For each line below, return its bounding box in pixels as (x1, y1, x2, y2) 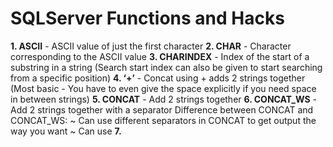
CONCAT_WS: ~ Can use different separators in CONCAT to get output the (10, 114, 317, 126)
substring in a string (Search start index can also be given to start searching (10, 61, 323, 73)
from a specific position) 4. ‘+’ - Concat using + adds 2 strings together (10, 72, 306, 84)
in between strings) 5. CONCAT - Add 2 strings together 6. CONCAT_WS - (10, 93, 317, 105)
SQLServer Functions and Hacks (10, 7, 285, 30)
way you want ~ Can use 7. (10, 125, 122, 137)
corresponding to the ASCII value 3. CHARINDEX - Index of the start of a (10, 50, 310, 62)
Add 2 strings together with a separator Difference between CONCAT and (10, 103, 314, 116)
